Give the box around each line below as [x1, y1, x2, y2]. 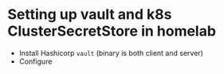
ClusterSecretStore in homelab [7, 22, 217, 40]
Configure [18, 57, 53, 66]
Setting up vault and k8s [7, 6, 172, 24]
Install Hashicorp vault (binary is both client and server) [18, 48, 204, 57]
